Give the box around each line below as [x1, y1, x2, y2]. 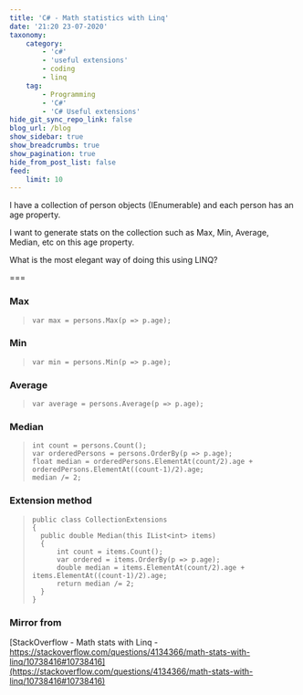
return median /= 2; [56, 579, 135, 588]
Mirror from [9, 616, 62, 628]
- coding [42, 65, 76, 74]
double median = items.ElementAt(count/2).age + [56, 563, 246, 572]
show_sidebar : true [9, 132, 84, 142]
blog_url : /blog [9, 124, 71, 133]
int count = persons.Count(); [31, 441, 148, 450]
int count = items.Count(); [56, 547, 163, 556]
